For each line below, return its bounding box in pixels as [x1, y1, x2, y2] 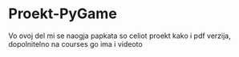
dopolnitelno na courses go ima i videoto [8, 39, 143, 48]
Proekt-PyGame [8, 5, 118, 23]
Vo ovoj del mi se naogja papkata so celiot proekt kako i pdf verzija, [8, 31, 231, 40]
